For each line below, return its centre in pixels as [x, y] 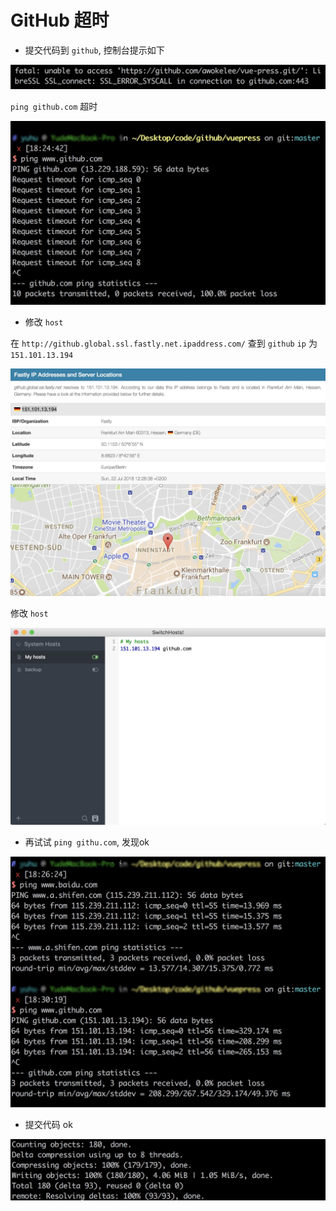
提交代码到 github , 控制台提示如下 [94, 50]
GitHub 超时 [60, 20]
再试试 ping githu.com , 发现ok [87, 842]
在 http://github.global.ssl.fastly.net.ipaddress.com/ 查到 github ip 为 [164, 343]
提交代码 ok [48, 1124]
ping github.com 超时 [54, 106]
